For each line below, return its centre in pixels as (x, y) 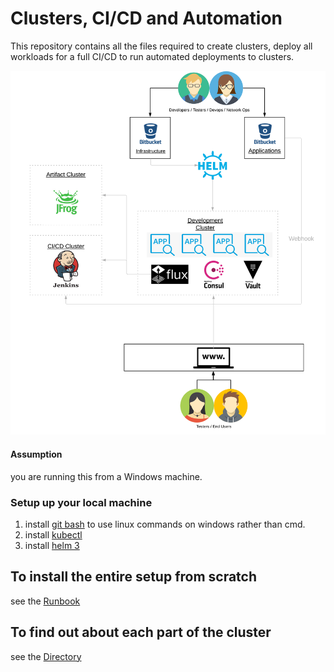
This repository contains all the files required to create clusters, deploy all (161, 46)
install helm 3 (52, 545)
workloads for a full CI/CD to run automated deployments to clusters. (152, 56)
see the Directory (46, 656)
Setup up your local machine (81, 502)
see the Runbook (45, 601)
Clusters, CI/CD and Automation (146, 18)
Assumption (36, 454)
